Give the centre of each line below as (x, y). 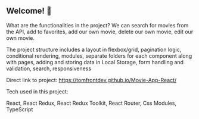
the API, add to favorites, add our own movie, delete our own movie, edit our (100, 32)
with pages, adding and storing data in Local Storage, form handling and (95, 62)
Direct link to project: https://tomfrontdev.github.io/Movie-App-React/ (91, 80)
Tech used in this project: (37, 91)
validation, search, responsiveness (49, 68)
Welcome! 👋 (29, 11)
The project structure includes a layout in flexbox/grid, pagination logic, (94, 49)
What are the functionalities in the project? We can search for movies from (97, 25)
